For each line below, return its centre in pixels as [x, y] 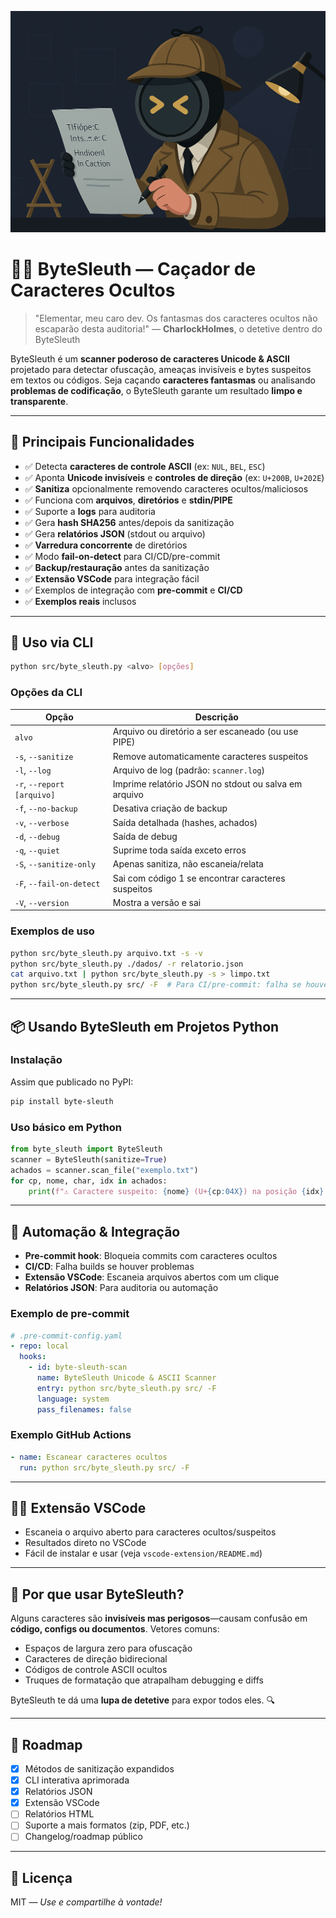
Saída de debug [145, 836]
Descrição [216, 717]
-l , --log [33, 770]
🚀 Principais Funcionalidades [102, 442]
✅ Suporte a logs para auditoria [90, 511]
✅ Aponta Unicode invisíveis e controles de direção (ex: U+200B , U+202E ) [174, 477]
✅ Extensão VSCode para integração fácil [112, 578]
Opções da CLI [46, 693]
